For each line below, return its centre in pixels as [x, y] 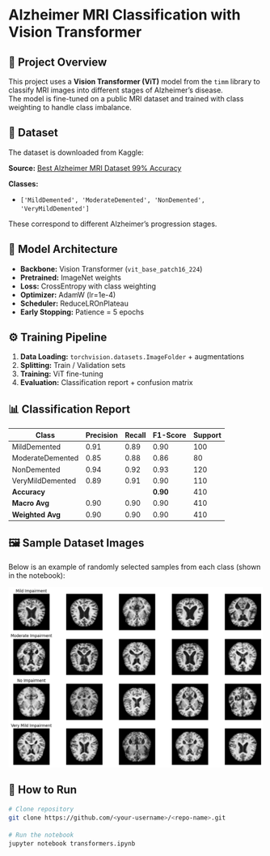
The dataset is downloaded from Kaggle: [76, 152]
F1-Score [169, 434]
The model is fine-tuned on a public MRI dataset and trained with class [126, 98]
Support [207, 434]
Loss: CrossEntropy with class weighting [88, 286]
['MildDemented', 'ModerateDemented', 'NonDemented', [112, 200]
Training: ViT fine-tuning [61, 374]
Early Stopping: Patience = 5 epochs [82, 312]
